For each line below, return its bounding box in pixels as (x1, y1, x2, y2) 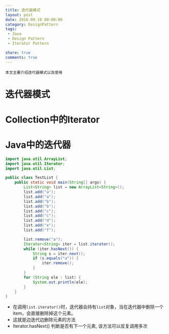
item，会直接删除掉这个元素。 (12, 310, 76, 317)
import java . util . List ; (5, 166, 56, 171)
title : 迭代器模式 (5, 7, 41, 13)
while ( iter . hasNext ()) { (23, 246, 79, 252)
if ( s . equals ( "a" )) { (32, 256, 79, 261)
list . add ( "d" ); (23, 218, 56, 223)
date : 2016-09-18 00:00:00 (5, 17, 63, 22)
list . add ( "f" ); (23, 227, 56, 233)
